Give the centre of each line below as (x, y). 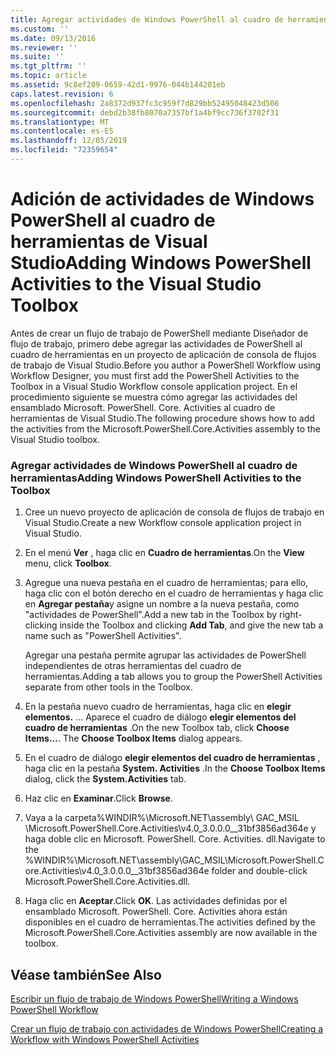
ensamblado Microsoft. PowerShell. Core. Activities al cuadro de (143, 407)
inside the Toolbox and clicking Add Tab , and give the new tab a (191, 625)
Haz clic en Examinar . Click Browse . (98, 798)
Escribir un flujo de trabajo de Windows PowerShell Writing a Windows (154, 998)
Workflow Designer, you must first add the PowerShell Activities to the (155, 375)
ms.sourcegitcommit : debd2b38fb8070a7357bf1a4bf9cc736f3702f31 (145, 112)
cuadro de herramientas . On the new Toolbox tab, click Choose (157, 728)
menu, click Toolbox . (68, 563)
